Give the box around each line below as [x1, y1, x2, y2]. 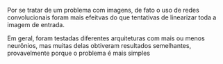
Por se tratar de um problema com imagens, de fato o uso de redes [7, 6, 199, 14]
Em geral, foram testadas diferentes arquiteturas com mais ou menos [7, 34, 205, 42]
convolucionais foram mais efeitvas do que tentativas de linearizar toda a [7, 13, 217, 22]
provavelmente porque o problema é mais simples [7, 49, 151, 57]
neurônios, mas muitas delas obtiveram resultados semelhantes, [7, 42, 192, 49]
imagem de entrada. [7, 21, 65, 29]
